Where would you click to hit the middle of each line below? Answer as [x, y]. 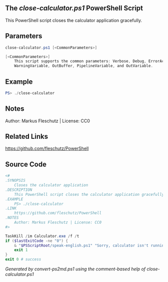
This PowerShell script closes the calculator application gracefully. [74, 20]
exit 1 [21, 250]
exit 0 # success [23, 259]
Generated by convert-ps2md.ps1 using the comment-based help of [75, 269]
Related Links [27, 136]
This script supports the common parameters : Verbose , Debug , [80, 61]
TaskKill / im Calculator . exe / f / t [42, 236]
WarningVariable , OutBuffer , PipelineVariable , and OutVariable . [84, 66]
